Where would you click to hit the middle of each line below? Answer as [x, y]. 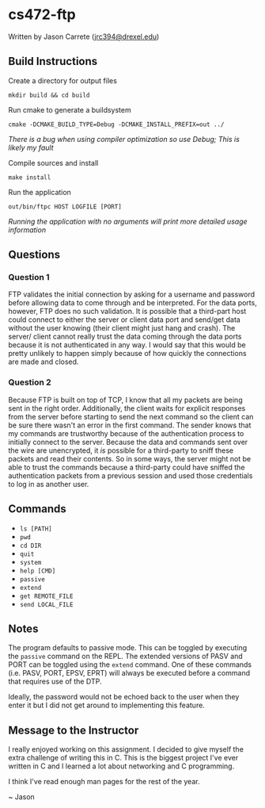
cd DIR [30, 546]
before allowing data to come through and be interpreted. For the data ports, [132, 303]
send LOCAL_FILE [46, 604]
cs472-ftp [42, 15]
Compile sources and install [53, 163]
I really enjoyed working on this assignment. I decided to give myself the [126, 749]
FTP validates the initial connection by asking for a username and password [132, 294]
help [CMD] [38, 571]
